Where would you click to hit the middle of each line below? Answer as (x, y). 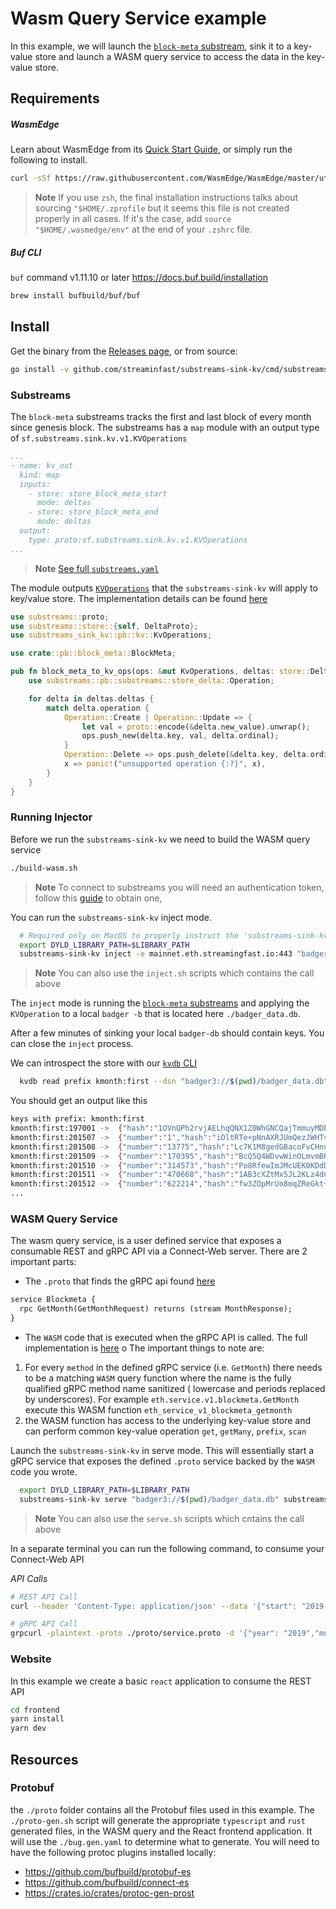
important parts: (43, 1262)
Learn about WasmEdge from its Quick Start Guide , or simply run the (151, 149)
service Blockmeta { (53, 1300)
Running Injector (51, 817)
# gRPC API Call (44, 1624)
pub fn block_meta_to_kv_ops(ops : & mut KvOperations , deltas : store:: (160, 672)
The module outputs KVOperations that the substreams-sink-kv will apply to (164, 588)
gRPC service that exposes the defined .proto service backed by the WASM (162, 1461)
